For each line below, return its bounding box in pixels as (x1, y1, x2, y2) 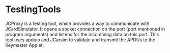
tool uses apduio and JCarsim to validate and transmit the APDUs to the (5, 37, 156, 43)
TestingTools (5, 4, 61, 15)
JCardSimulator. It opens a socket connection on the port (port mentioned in (5, 25, 165, 32)
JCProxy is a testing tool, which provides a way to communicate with (5, 20, 150, 26)
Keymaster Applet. (5, 42, 44, 48)
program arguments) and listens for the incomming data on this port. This (5, 31, 159, 37)
